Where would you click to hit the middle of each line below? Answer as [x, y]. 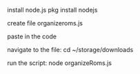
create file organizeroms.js [45, 23]
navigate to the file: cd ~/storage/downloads [70, 50]
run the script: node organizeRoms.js [60, 63]
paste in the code [32, 36]
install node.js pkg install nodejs [52, 10]
